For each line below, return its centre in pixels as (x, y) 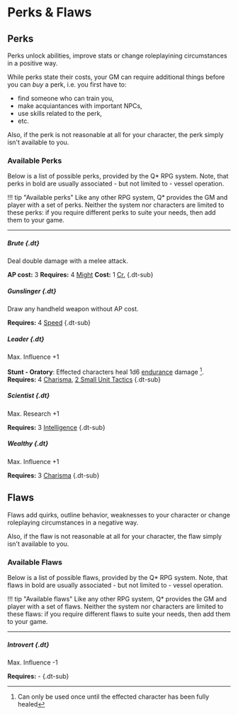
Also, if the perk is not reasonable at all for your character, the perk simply (115, 135)
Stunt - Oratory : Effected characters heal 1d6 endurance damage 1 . (106, 371)
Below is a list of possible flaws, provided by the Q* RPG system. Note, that (118, 577)
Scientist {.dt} (29, 396)
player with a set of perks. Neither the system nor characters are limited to (116, 205)
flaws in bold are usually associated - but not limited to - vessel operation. (115, 585)
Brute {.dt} (24, 243)
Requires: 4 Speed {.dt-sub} (49, 323)
